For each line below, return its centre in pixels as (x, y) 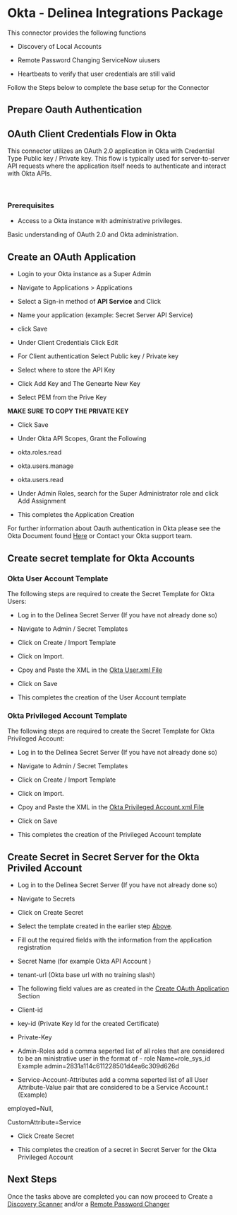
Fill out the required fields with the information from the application (115, 940)
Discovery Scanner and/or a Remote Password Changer (89, 1204)
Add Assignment (42, 501)
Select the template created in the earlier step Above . (95, 926)
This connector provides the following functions (77, 33)
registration (34, 947)
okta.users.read (40, 480)
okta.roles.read (39, 452)
